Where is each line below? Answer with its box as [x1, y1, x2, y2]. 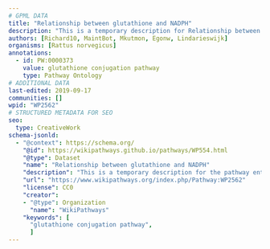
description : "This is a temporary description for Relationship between [8, 27, 261, 35]
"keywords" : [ [22, 214, 70, 222]
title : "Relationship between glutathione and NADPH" [8, 19, 193, 27]
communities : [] [8, 94, 63, 102]
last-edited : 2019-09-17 [8, 86, 92, 95]
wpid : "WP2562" [8, 101, 59, 109]
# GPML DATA [8, 11, 48, 20]
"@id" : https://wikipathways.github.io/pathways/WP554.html [22, 146, 228, 154]
